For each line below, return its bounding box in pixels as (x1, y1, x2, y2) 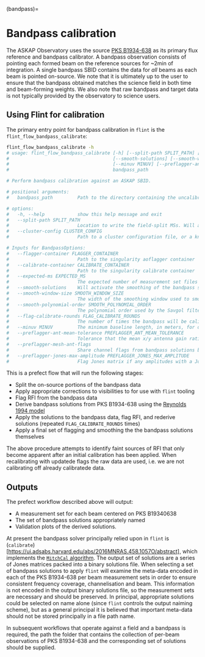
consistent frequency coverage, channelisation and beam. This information (6, 580, 195, 587)
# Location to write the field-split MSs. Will (6, 223, 195, 229)
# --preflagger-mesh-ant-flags (6, 341, 92, 347)
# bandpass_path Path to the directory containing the (6, 195, 176, 201)
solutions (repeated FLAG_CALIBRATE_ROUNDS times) (15, 420, 140, 428)
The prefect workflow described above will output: (6, 498, 134, 506)
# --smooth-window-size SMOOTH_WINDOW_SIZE (6, 290, 124, 296)
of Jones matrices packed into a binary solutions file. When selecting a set (6, 561, 194, 568)
